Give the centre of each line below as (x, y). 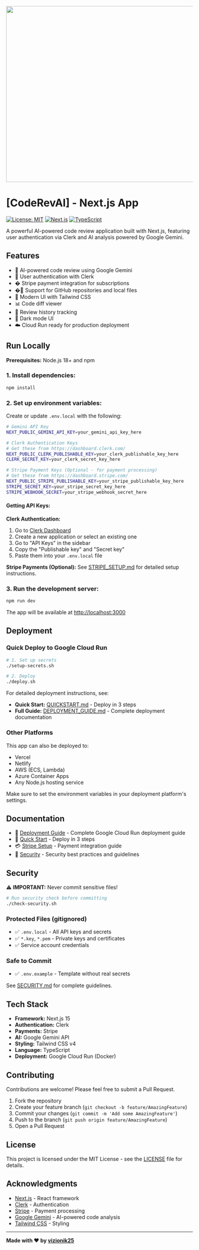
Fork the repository (38, 1101)
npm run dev (21, 601)
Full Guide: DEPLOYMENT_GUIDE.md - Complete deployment (90, 711)
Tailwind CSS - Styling (42, 1223)
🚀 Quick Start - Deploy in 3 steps (55, 839)
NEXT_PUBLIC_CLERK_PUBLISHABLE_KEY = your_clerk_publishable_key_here (92, 454)
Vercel (23, 757)
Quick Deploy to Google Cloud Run (57, 648)
